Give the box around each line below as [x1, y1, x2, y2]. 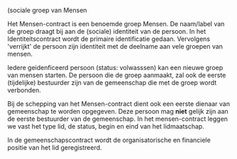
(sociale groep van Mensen [7, 6, 87, 14]
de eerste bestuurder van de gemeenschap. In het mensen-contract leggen [7, 114, 228, 123]
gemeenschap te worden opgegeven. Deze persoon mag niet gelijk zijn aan [7, 107, 228, 115]
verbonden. [7, 86, 41, 94]
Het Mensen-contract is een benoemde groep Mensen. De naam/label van [7, 20, 225, 28]
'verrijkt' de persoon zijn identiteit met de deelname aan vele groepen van [7, 42, 224, 50]
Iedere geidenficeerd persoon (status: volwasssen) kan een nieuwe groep [7, 64, 224, 71]
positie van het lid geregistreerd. [7, 143, 102, 151]
